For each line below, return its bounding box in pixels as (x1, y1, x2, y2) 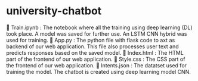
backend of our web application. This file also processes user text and (6, 43, 179, 50)
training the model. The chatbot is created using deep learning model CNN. (6, 68, 191, 75)
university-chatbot (6, 4, 102, 18)
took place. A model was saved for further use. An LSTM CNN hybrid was (6, 30, 187, 37)
